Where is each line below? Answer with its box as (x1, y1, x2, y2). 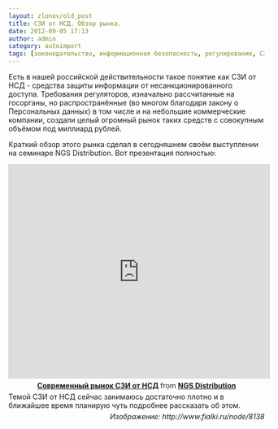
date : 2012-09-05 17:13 (8, 27, 89, 35)
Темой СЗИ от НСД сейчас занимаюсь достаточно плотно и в (8, 392, 225, 401)
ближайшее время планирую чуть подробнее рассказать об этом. (8, 401, 241, 410)
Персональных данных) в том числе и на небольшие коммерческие (8, 106, 246, 116)
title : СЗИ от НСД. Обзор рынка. (8, 19, 122, 28)
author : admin (8, 34, 57, 43)
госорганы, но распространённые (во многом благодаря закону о (8, 98, 239, 107)
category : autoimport (8, 42, 82, 50)
